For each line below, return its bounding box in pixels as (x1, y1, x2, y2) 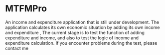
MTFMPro (5, 3, 47, 14)
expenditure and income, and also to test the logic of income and (5, 35, 139, 41)
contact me (5, 45, 29, 51)
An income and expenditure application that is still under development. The (5, 19, 160, 25)
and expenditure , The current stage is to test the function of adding (5, 29, 145, 35)
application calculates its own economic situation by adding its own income (5, 24, 160, 30)
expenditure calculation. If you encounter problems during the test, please (5, 40, 158, 46)
